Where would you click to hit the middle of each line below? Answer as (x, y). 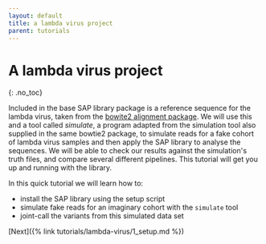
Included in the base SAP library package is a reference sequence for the (130, 108)
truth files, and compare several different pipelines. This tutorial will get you (133, 159)
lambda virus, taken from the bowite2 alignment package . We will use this (131, 116)
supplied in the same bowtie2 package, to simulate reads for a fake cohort (131, 134)
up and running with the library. (60, 168)
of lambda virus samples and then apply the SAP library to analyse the (125, 142)
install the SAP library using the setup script (92, 199)
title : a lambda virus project (61, 23)
